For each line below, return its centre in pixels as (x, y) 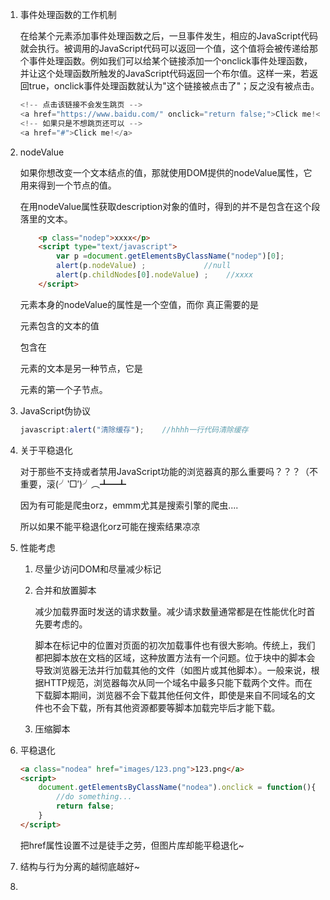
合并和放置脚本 (65, 590)
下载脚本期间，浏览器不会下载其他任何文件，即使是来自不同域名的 (170, 695)
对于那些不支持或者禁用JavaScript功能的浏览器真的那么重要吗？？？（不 (169, 471)
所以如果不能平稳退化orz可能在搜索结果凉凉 (110, 526)
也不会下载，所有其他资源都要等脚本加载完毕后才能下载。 (162, 707)
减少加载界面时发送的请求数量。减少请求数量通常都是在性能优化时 (170, 611)
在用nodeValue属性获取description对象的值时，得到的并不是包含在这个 (165, 206)
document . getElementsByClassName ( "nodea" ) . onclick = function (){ (177, 788)
